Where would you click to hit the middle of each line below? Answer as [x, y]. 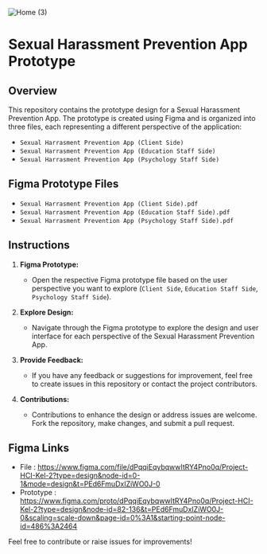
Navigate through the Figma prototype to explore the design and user [145, 327]
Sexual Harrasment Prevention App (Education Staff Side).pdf [125, 212]
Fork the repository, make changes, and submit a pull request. [133, 423]
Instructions [39, 246]
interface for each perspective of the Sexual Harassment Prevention [143, 336]
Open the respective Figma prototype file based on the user [130, 279]
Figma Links [39, 449]
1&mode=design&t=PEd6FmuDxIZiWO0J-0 [90, 484]
